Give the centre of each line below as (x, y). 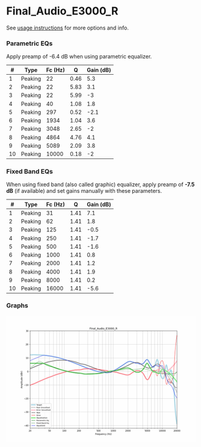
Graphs (17, 305)
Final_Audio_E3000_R (62, 11)
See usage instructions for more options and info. (68, 28)
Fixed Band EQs (29, 171)
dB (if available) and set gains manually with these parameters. (84, 191)
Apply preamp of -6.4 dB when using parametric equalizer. (79, 57)
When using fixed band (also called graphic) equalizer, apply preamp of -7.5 (100, 184)
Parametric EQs (29, 43)
